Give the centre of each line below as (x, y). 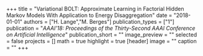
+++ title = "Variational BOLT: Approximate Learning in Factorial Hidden (95, 9)
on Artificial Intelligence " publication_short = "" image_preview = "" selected (102, 35)
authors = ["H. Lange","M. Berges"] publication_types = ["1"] (99, 22)
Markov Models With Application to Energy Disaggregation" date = (89, 15)
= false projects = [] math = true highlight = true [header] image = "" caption (101, 41)
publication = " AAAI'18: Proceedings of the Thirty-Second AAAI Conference (101, 28)
